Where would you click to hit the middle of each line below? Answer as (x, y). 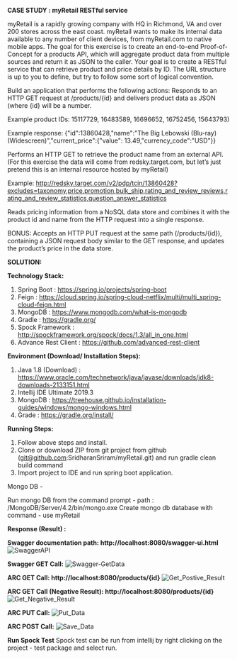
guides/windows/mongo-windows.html (75, 408)
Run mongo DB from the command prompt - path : (81, 500)
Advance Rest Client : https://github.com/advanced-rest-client (109, 342)
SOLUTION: (25, 262)
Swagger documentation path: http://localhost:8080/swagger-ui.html (113, 543)
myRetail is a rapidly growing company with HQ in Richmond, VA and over (115, 24)
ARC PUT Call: (29, 613)
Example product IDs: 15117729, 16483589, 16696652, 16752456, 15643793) (118, 119)
